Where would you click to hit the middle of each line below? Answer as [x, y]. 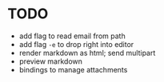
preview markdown [51, 61]
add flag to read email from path [72, 36]
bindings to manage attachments [73, 69]
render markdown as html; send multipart [87, 53]
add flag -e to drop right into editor [76, 44]
